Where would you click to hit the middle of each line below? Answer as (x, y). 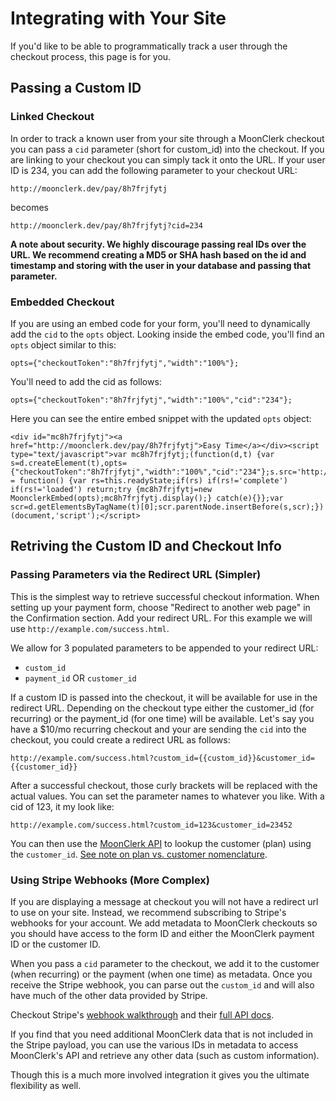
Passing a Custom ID (76, 88)
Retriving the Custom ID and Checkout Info (146, 546)
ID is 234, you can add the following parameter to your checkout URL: (154, 170)
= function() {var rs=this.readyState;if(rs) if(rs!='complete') (149, 480)
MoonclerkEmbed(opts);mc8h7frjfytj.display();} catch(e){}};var (147, 498)
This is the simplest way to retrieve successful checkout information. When (165, 596)
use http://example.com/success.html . (90, 628)
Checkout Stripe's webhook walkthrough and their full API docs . (142, 1014)
